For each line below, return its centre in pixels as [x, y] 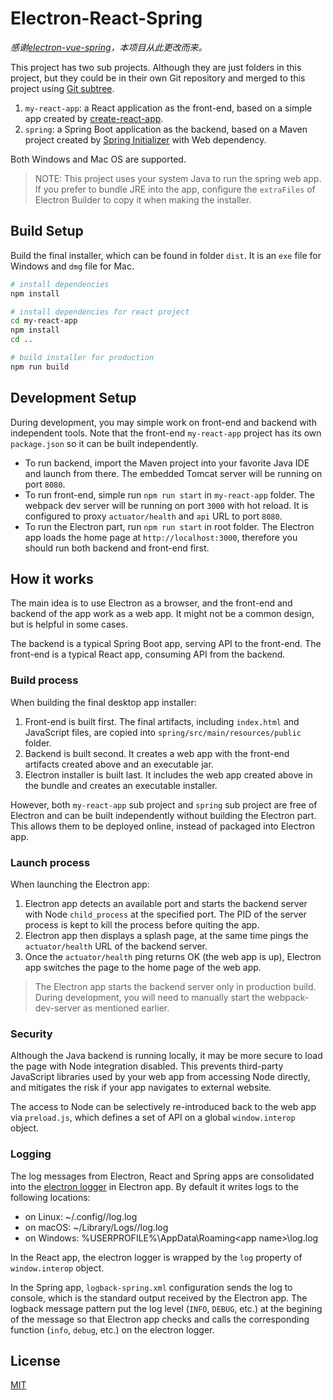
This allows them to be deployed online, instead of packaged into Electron [162, 826]
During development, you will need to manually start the [150, 997]
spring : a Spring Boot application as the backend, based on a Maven [166, 129]
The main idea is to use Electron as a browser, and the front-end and [151, 603]
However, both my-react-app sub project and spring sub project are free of [164, 804]
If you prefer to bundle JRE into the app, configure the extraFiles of [175, 189]
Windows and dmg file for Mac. [72, 266]
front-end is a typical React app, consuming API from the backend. [148, 654]
